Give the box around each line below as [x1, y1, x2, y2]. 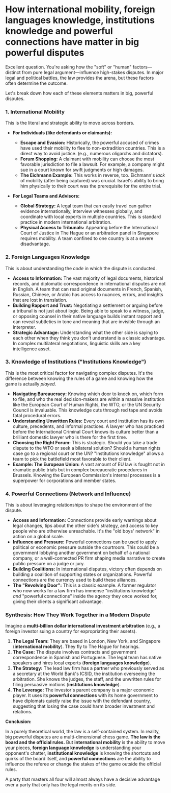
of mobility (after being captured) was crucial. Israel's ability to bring [20, 178, 164, 184]
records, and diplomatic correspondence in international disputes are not [12, 280, 166, 286]
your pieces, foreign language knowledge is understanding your [5, 744, 141, 751]
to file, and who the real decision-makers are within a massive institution [12, 396, 164, 402]
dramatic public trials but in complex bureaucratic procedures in [12, 466, 148, 473]
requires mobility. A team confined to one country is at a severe [20, 235, 154, 242]
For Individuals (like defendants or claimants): [12, 130, 112, 136]
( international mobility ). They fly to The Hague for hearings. [12, 643, 140, 650]
